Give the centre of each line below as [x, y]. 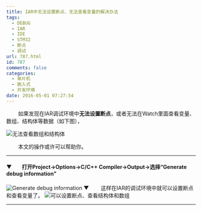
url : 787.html [24, 57]
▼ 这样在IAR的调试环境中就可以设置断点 [138, 188]
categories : [21, 73]
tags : [13, 17]
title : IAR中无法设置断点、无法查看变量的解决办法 [62, 12]
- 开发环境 [23, 90]
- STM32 [21, 40]
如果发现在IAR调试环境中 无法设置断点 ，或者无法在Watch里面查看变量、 [106, 113]
